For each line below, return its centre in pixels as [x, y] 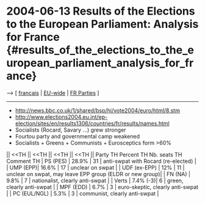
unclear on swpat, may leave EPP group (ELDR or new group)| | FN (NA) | [99, 174]
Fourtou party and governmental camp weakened [77, 136]
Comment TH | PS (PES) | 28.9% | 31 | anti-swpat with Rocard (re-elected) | [101, 161]
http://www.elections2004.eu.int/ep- [61, 116]
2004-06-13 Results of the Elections [101, 11]
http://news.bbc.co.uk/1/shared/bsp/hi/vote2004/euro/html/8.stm [97, 110]
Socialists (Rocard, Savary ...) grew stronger [70, 130]
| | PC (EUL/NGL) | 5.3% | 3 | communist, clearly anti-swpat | [83, 193]
